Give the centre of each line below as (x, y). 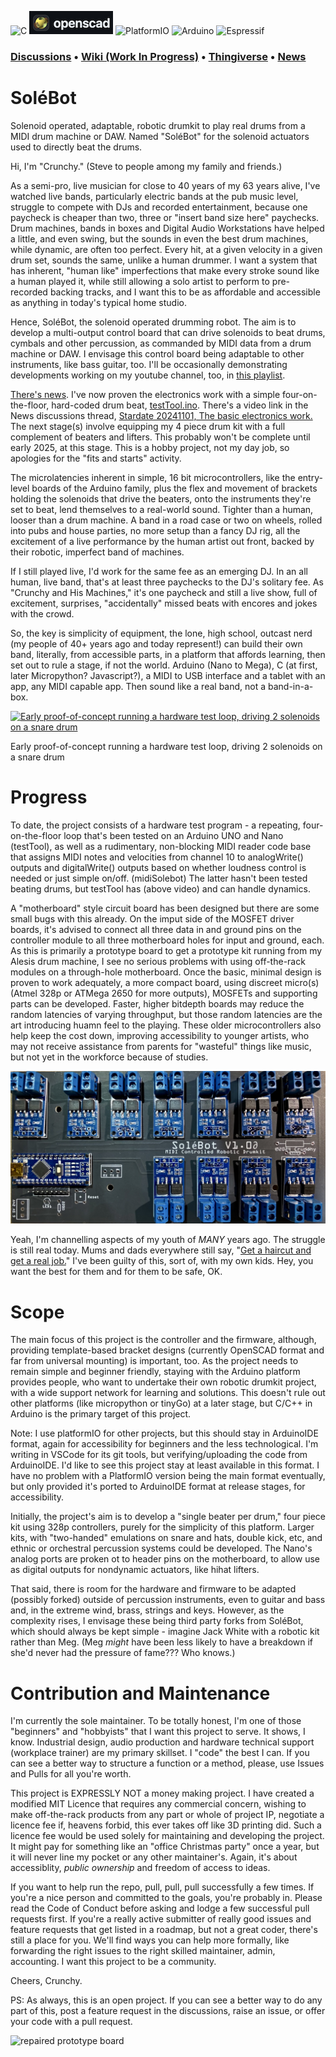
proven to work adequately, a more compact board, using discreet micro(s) (165, 982)
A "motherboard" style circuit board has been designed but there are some (165, 908)
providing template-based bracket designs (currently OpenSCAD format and (167, 1350)
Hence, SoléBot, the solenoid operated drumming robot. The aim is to (153, 322)
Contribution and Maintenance (140, 1693)
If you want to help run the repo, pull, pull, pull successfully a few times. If (162, 1887)
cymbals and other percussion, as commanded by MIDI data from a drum (161, 343)
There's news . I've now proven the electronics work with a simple (145, 394)
